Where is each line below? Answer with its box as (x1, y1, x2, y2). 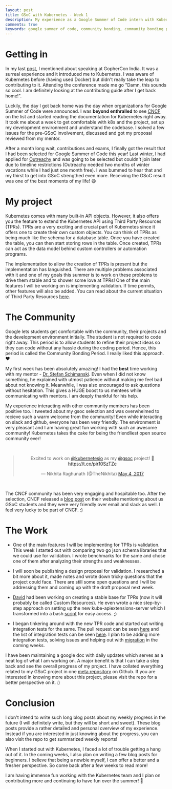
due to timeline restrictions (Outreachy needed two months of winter (5, 162, 150, 168)
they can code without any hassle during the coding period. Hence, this (5, 344, 156, 351)
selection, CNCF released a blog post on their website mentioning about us (5, 495, 164, 502)
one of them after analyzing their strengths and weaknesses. (12, 558, 141, 564)
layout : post (5, 7, 33, 13)
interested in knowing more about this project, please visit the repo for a (5, 674, 157, 680)
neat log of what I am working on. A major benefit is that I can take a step (5, 657, 160, 663)
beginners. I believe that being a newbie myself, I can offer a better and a (5, 757, 160, 763)
